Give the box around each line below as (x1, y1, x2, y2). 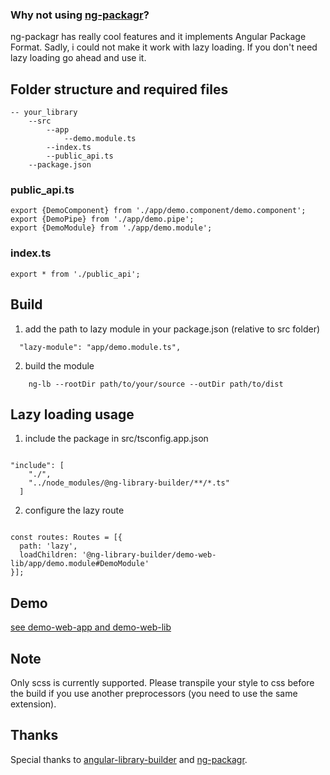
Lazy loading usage (10, 406, 135, 423)
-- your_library (10, 108, 78, 118)
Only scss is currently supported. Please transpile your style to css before (10, 676, 315, 688)
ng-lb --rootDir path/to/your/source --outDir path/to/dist (28, 379, 284, 389)
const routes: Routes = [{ (10, 533, 123, 543)
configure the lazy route (24, 504, 125, 517)
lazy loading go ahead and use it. (10, 52, 147, 64)
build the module (24, 359, 95, 372)
